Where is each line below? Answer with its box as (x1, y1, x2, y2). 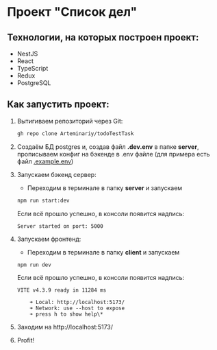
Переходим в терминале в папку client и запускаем (27, 248, 180, 256)
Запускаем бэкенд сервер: (16, 170, 97, 178)
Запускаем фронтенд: (16, 235, 81, 243)
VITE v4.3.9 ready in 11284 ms (16, 287, 107, 294)
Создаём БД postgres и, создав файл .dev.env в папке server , (16, 142, 199, 151)
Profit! (16, 336, 35, 345)
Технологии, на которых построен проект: (7, 32, 199, 43)
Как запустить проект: (7, 99, 110, 110)
